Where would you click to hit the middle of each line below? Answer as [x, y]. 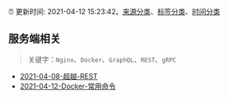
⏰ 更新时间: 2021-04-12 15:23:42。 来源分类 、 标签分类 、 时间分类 [114, 11]
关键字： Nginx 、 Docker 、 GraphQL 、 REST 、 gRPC [102, 59]
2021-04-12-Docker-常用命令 [68, 86]
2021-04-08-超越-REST [58, 76]
